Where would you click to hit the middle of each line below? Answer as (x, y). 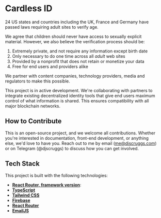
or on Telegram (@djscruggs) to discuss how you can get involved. (72, 148)
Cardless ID (29, 8)
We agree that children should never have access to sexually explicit (73, 36)
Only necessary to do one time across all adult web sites (69, 56)
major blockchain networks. (33, 106)
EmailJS (20, 210)
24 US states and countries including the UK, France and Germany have (77, 22)
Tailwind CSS (26, 195)
